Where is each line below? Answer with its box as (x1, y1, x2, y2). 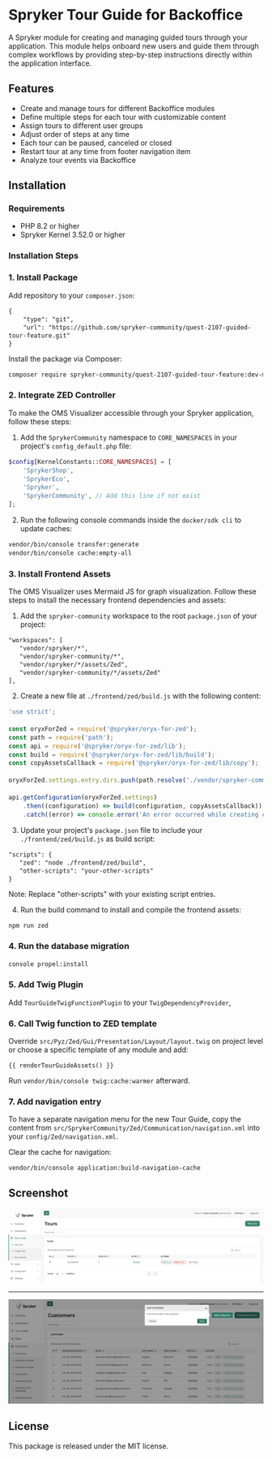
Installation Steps (8, 250, 79, 261)
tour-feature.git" (8, 331, 70, 340)
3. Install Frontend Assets (8, 568, 112, 579)
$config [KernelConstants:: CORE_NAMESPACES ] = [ (8, 457, 172, 466)
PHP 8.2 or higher (19, 221, 80, 231)
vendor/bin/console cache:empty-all (8, 549, 132, 557)
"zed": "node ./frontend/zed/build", (19, 858, 147, 867)
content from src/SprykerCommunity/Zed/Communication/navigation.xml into (8, 1123, 261, 1133)
